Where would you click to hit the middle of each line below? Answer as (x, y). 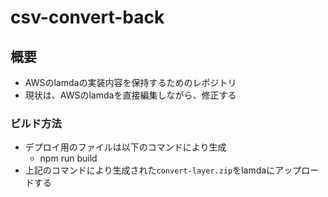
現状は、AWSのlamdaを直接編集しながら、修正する (130, 95)
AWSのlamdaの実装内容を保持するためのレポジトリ (130, 82)
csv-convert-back (87, 17)
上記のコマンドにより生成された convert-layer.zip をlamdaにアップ (163, 170)
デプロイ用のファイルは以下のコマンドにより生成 (125, 147)
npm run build (68, 158)
